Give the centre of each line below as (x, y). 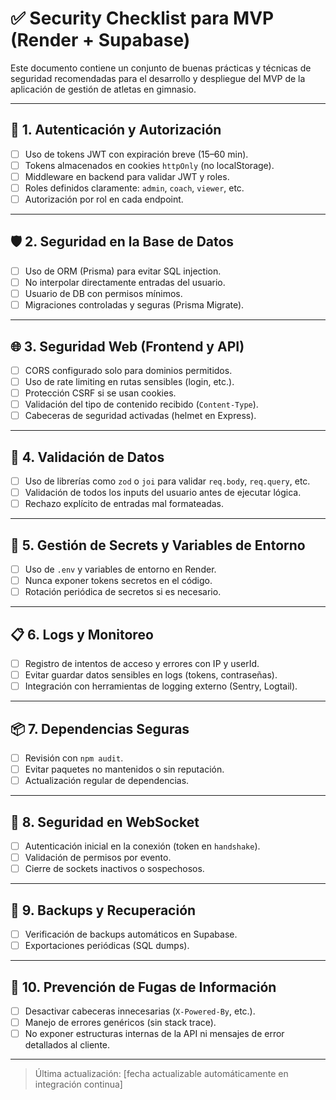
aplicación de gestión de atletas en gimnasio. (103, 89)
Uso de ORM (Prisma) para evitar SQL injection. (123, 271)
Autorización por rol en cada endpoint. (104, 199)
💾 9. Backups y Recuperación (103, 910)
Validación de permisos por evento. (98, 858)
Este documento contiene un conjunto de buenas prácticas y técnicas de (161, 68)
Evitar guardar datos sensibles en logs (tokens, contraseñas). (151, 675)
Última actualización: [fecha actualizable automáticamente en (161, 1074)
